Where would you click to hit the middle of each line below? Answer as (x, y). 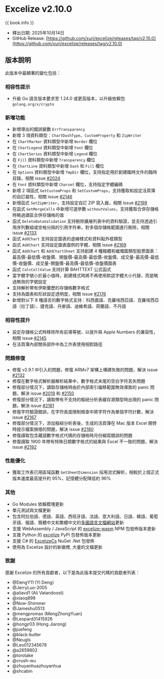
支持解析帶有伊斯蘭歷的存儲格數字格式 (51, 288)
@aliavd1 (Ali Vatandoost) (38, 593)
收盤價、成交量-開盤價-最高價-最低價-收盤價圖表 (68, 263)
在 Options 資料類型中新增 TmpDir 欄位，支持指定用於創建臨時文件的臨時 (85, 172)
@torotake (23, 655)
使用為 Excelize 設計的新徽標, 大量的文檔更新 (57, 547)
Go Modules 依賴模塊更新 (38, 504)
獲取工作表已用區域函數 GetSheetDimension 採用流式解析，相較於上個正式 (86, 472)
